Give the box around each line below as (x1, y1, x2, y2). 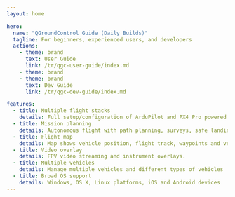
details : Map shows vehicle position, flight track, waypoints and (19, 140, 220, 147)
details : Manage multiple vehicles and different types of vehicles (19, 166, 224, 173)
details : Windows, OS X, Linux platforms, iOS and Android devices (19, 179, 220, 186)
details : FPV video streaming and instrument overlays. (19, 153, 187, 160)
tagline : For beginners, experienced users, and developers (13, 36, 192, 43)
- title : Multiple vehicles (13, 159, 95, 167)
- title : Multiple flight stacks (13, 107, 111, 114)
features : (6, 101, 36, 108)
